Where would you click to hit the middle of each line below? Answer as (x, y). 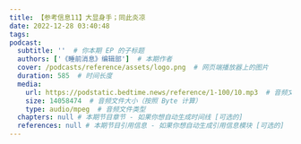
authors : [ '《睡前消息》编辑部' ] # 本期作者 (95, 59)
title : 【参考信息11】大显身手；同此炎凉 (77, 17)
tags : (19, 34)
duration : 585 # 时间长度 (65, 76)
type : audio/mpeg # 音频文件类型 (86, 109)
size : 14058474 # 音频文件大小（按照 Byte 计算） (114, 101)
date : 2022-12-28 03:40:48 (60, 26)
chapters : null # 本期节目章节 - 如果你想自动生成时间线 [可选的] (130, 117)
